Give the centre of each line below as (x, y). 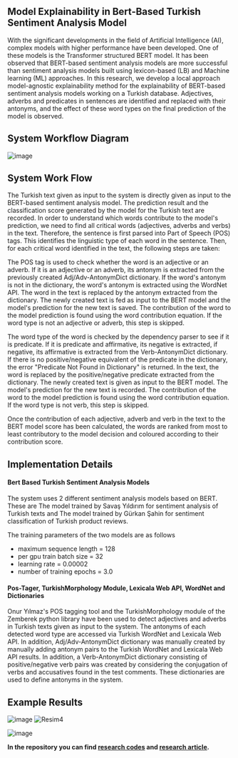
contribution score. (35, 442)
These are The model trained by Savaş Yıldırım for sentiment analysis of (113, 506)
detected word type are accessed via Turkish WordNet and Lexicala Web (114, 634)
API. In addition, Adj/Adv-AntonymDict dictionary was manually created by (117, 642)
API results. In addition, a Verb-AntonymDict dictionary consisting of (108, 657)
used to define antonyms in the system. (65, 680)
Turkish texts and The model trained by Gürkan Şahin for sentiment (106, 514)
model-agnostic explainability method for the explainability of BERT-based (117, 86)
